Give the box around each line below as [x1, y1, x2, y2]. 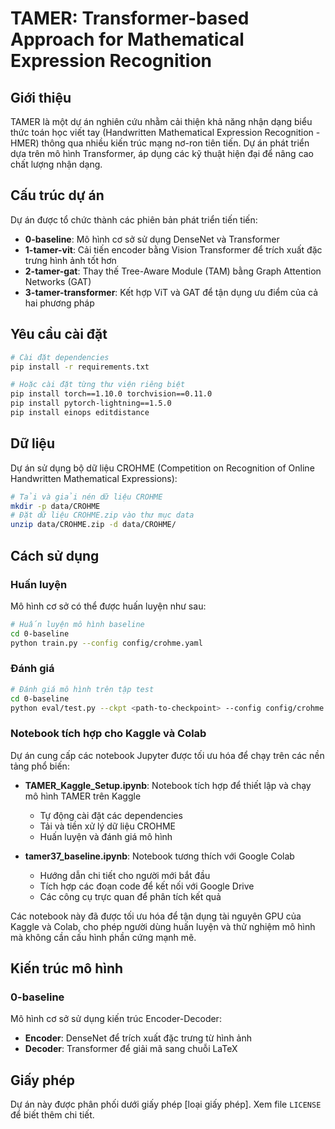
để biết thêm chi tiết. [10, 1109, 95, 1121]
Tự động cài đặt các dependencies [39, 809, 183, 821]
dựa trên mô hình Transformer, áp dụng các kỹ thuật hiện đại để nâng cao [10, 148, 315, 159]
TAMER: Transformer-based [10, 7, 250, 30]
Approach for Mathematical [10, 28, 245, 51]
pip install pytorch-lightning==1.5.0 [10, 398, 172, 409]
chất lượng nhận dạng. [10, 158, 103, 170]
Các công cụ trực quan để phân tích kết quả [39, 890, 222, 902]
